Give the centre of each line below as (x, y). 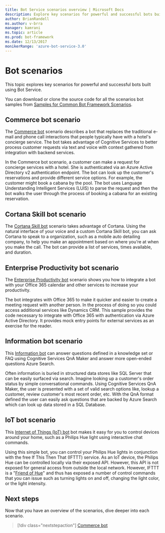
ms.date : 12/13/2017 (26, 42)
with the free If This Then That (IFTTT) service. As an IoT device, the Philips (82, 457)
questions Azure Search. (30, 364)
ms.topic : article (24, 33)
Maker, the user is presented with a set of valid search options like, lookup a (82, 389)
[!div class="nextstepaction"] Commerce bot (62, 526)
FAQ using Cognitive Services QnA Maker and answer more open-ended (78, 358)
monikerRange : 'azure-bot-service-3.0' (46, 46)
